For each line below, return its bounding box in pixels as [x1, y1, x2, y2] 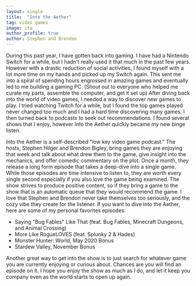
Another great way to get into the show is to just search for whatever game [6, 255, 187, 261]
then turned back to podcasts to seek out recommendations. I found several [6, 115, 189, 121]
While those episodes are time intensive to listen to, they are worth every [6, 170, 182, 176]
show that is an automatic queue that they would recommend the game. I [6, 189, 182, 195]
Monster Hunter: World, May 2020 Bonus [14, 237, 114, 244]
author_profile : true [6, 31, 59, 36]
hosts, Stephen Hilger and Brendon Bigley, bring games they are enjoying [6, 144, 183, 152]
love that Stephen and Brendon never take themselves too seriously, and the [6, 194, 190, 201]
